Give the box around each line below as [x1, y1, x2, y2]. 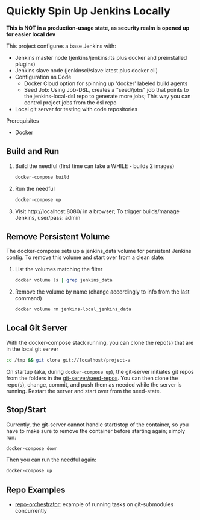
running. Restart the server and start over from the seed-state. [6, 387, 161, 394]
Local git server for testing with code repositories [14, 105, 137, 112]
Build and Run [6, 146, 59, 156]
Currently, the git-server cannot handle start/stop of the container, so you [6, 421, 189, 428]
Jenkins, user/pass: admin [14, 214, 81, 221]
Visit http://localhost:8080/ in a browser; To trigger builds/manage [14, 207, 180, 215]
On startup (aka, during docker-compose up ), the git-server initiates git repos [6, 368, 194, 375]
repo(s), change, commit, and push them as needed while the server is [6, 380, 182, 388]
